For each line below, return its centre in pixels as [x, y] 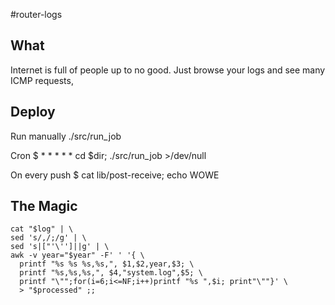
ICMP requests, [42, 80]
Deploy [33, 112]
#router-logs [36, 14]
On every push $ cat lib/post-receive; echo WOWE [115, 175]
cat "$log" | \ [42, 229]
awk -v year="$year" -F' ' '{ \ [77, 255]
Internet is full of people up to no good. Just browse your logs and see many [168, 70]
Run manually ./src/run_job [66, 136]
